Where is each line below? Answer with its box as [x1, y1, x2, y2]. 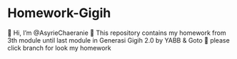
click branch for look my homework [7, 43, 112, 52]
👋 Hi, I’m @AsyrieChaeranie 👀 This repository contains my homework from [7, 28, 226, 37]
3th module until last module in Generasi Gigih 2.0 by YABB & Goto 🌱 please [7, 36, 230, 44]
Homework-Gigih [7, 5, 111, 21]
